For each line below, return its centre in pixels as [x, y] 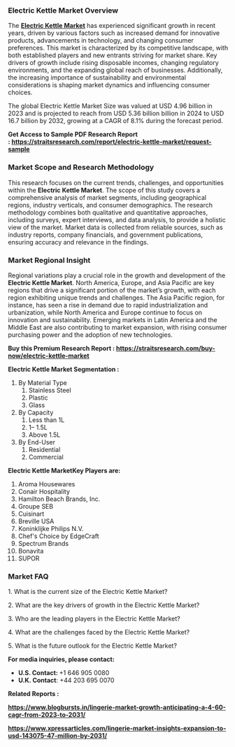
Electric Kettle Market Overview [63, 10]
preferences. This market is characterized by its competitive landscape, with [118, 48]
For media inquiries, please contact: [61, 660]
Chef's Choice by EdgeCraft [59, 536]
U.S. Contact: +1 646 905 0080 [64, 673]
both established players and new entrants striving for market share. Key [113, 55]
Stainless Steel [50, 390]
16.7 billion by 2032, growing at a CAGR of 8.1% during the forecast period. [115, 121]
